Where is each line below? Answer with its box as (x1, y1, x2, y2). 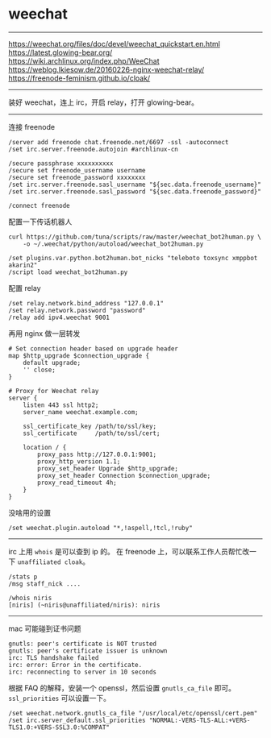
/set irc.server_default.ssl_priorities (8, 716, 147, 724)
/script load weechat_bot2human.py (8, 267, 128, 276)
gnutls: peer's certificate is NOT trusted (8, 640, 157, 648)
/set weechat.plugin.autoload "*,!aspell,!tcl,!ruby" (8, 524, 194, 532)
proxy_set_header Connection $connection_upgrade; (37, 471, 211, 479)
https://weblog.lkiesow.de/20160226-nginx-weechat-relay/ (8, 64, 205, 74)
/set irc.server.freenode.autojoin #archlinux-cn (8, 145, 179, 153)
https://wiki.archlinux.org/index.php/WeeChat (8, 56, 160, 65)
